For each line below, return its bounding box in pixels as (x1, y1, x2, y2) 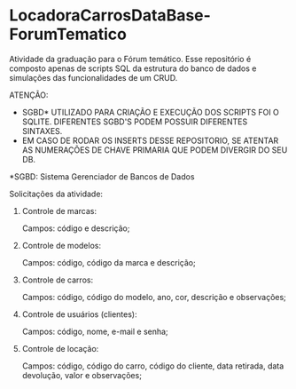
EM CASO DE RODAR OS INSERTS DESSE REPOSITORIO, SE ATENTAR (21, 135, 279, 146)
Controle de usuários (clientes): (21, 308, 137, 320)
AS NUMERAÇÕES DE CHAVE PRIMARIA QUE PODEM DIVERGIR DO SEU (21, 144, 288, 155)
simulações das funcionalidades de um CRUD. (9, 72, 178, 83)
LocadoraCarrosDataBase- (9, 5, 211, 26)
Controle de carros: (21, 274, 94, 285)
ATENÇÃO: (9, 90, 49, 100)
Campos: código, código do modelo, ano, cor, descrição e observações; (21, 291, 286, 302)
